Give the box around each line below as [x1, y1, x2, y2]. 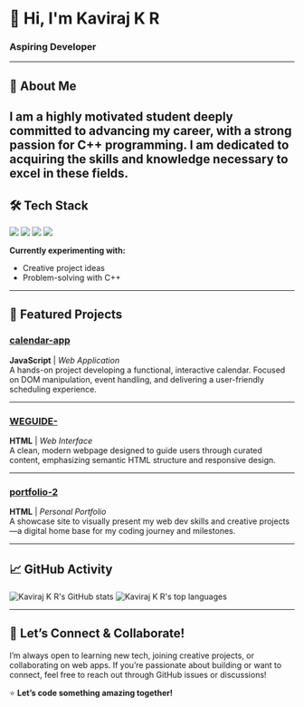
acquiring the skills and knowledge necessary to [9, 151, 289, 167]
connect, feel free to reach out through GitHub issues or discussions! [9, 669, 267, 680]
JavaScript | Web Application [9, 354, 120, 365]
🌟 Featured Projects [9, 307, 123, 323]
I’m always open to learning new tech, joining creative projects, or [9, 650, 255, 661]
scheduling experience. [9, 383, 97, 394]
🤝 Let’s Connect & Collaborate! [9, 625, 185, 642]
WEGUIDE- [9, 414, 59, 427]
